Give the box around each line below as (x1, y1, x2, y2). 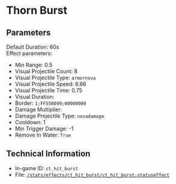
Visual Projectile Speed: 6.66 (14, 80, 86, 88)
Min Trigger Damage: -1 (14, 125, 74, 132)
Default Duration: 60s (6, 43, 59, 50)
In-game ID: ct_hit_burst (14, 164, 78, 171)
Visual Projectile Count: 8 (14, 68, 78, 75)
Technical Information (6, 149, 91, 159)
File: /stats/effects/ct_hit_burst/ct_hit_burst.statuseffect (14, 171, 170, 178)
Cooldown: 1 (14, 119, 46, 126)
